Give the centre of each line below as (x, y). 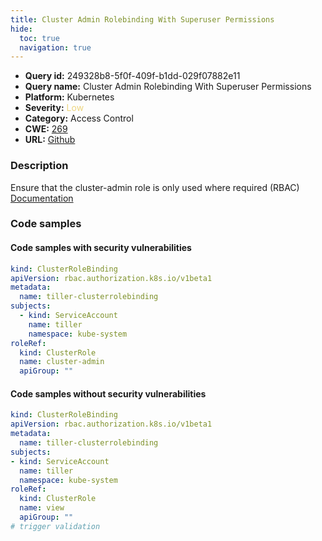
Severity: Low (54, 108)
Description (39, 166)
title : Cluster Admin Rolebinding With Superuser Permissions (142, 19)
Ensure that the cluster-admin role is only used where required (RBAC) (155, 187)
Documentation (42, 198)
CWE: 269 (46, 129)
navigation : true (55, 47)
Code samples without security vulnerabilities (108, 393)
